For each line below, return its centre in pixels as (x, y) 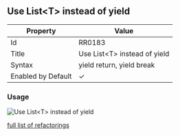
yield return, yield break (117, 65)
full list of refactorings (38, 125)
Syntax (22, 65)
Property (41, 30)
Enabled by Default (41, 76)
